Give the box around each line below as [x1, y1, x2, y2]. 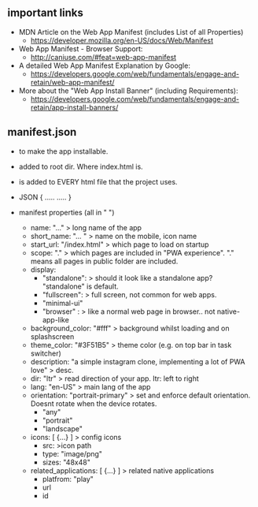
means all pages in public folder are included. [30, 256, 179, 266]
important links [7, 6, 84, 20]
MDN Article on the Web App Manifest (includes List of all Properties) [18, 27, 244, 36]
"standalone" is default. [42, 281, 119, 291]
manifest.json [7, 125, 77, 139]
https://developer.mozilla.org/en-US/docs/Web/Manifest [30, 35, 214, 45]
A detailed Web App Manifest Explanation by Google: [18, 61, 190, 70]
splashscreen [30, 331, 75, 341]
